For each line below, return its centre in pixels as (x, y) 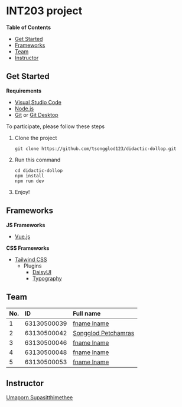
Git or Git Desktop (36, 115)
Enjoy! (22, 192)
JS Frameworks (26, 225)
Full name (87, 314)
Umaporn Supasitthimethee (40, 398)
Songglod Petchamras (104, 333)
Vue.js (22, 236)
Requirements (24, 91)
